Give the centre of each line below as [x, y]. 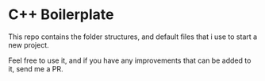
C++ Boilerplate [61, 15]
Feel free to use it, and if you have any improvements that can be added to [130, 60]
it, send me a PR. [36, 68]
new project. [29, 44]
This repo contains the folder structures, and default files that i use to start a [133, 37]
